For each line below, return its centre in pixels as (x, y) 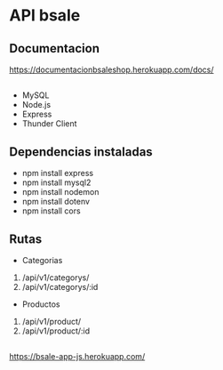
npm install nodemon (60, 192)
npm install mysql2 (56, 182)
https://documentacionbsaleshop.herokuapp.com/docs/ (112, 69)
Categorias (42, 261)
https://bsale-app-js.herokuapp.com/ (77, 357)
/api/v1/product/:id (56, 331)
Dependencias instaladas (81, 152)
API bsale (45, 16)
